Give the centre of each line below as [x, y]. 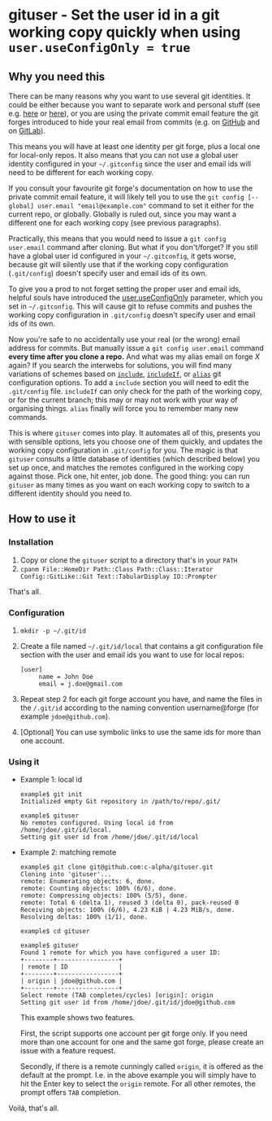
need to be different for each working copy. [81, 172]
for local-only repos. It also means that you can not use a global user [123, 155]
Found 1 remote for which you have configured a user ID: [120, 953]
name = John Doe [66, 677]
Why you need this [57, 76]
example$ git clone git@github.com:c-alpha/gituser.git [117, 867]
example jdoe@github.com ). [65, 716]
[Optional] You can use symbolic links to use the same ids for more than [140, 732]
